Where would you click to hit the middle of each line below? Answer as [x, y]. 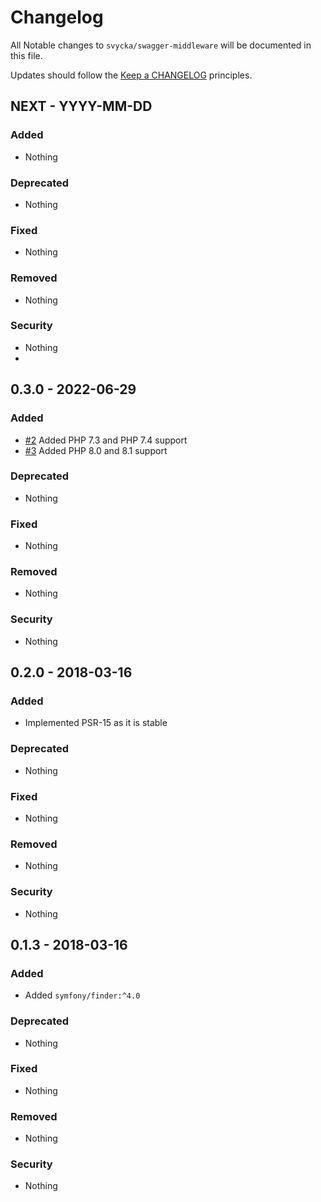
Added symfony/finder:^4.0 [82, 995]
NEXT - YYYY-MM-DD [81, 106]
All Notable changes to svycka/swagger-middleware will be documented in [161, 45]
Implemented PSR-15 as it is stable [96, 723]
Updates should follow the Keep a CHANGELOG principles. [131, 75]
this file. [26, 55]
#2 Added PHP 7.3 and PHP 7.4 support [106, 440]
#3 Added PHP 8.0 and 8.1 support [96, 450]
